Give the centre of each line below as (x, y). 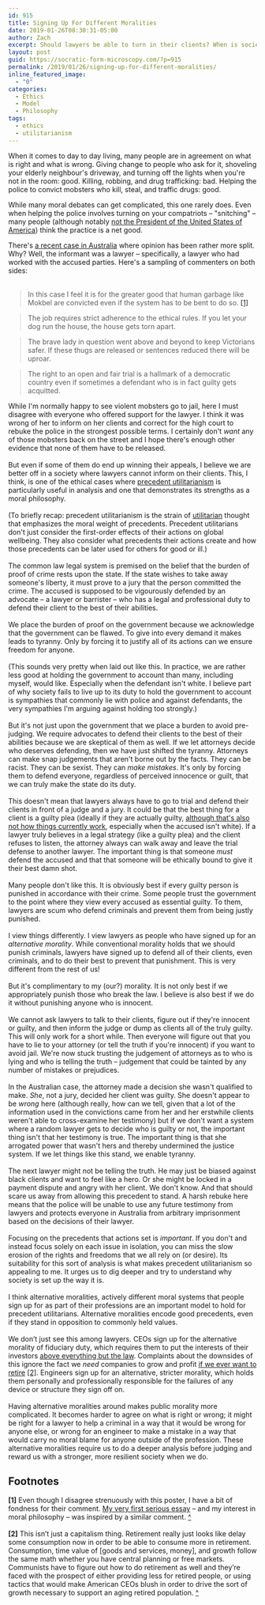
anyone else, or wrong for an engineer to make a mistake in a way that (122, 1431)
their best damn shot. (43, 868)
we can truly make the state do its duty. (72, 784)
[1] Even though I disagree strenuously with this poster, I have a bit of (120, 1501)
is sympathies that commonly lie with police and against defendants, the (125, 700)
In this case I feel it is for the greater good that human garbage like (136, 294)
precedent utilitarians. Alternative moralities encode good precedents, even (131, 1313)
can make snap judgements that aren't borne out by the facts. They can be (130, 759)
